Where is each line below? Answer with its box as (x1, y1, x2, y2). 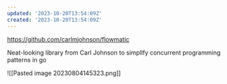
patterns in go (7, 55, 46, 64)
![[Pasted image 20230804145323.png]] (7, 69, 121, 77)
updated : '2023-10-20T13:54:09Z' (7, 10, 103, 17)
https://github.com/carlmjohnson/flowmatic (7, 35, 130, 43)
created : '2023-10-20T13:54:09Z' (7, 16, 103, 23)
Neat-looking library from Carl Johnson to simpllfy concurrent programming (7, 48, 221, 57)
